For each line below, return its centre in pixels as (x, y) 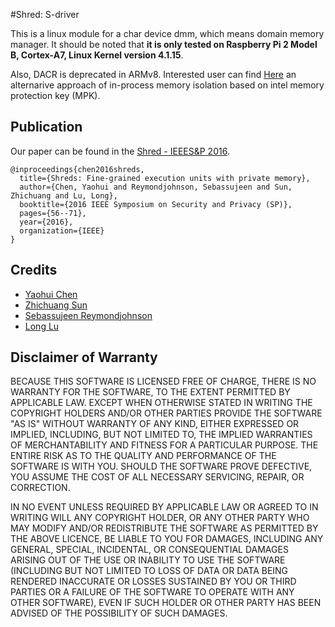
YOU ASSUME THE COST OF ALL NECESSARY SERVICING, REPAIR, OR (157, 477)
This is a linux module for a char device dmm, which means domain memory (167, 33)
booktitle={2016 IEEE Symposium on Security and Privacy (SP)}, (156, 204)
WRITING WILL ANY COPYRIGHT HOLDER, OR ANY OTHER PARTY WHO (160, 518)
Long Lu (42, 326)
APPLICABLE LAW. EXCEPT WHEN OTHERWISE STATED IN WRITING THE (161, 403)
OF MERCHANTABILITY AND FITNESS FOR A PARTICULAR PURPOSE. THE (164, 445)
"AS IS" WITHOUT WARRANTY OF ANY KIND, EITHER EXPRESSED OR (155, 424)
